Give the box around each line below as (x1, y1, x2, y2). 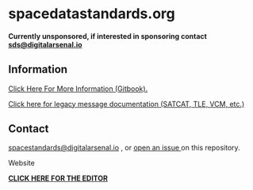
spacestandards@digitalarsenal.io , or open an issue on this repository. (8, 143, 240, 153)
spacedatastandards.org (8, 5, 176, 23)
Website (8, 158, 36, 168)
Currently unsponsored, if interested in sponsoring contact (8, 31, 208, 40)
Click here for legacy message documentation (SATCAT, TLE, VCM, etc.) (8, 99, 245, 108)
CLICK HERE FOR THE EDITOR (8, 173, 109, 183)
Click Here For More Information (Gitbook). (8, 84, 148, 93)
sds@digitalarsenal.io (8, 40, 82, 49)
